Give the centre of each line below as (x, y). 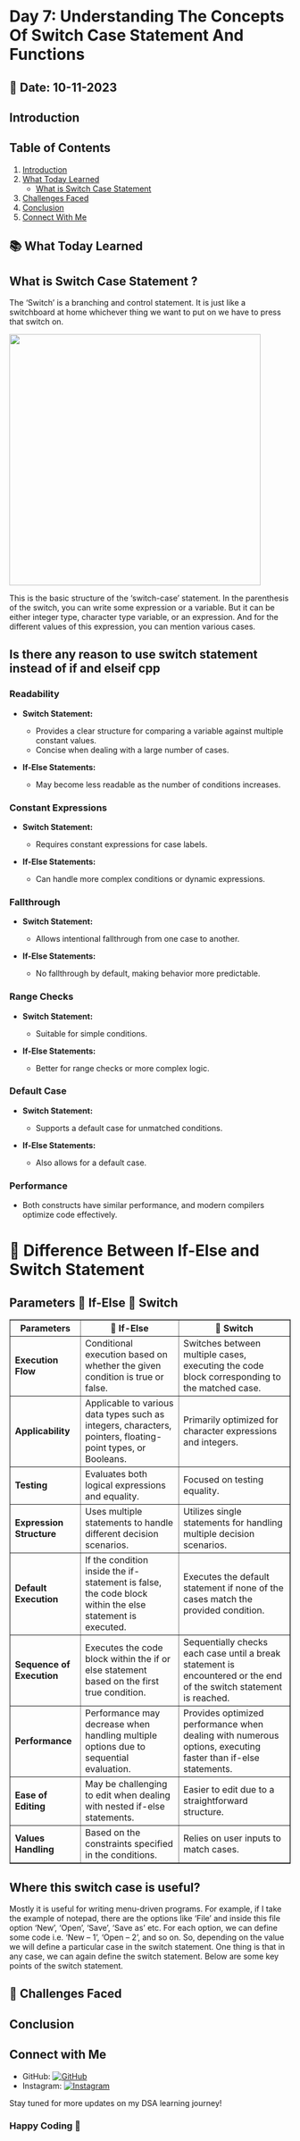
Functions (47, 55)
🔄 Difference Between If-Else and (134, 1251)
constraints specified (129, 1844)
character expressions (230, 1432)
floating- (143, 1437)
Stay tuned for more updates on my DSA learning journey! (116, 2103)
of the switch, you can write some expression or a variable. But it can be (142, 607)
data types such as (125, 1415)
